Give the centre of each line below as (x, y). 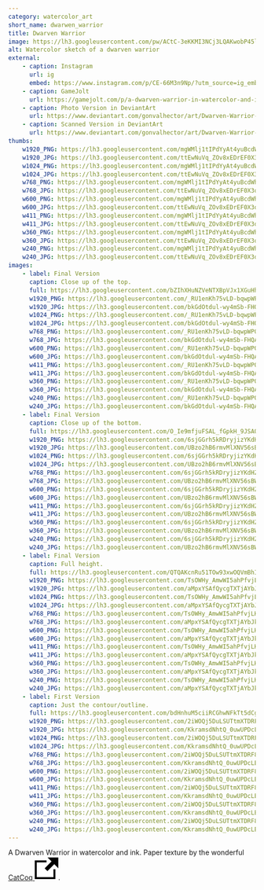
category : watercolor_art (50, 17)
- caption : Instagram (57, 67)
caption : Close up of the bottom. (86, 423)
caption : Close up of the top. (80, 282)
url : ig (42, 75)
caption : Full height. (66, 564)
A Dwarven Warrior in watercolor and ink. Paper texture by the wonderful (126, 852)
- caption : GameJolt (56, 91)
